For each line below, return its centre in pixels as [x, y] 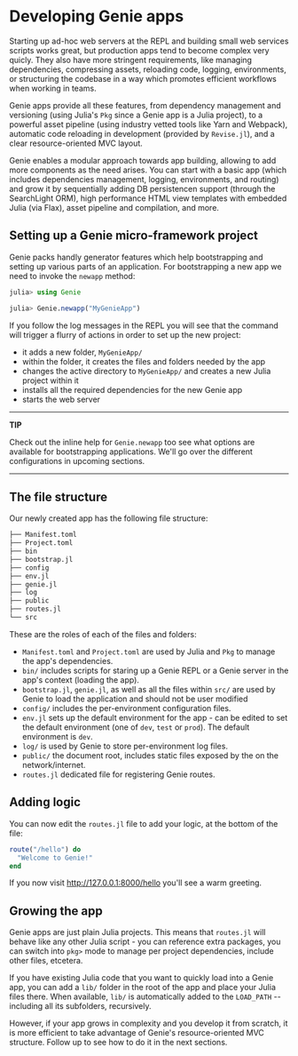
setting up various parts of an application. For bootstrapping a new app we [145, 266]
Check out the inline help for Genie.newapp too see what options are [132, 442]
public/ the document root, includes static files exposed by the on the [150, 755]
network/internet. [54, 764]
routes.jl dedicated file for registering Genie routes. [118, 774]
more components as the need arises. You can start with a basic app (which [148, 170]
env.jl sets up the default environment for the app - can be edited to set [155, 717]
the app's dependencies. [67, 660]
